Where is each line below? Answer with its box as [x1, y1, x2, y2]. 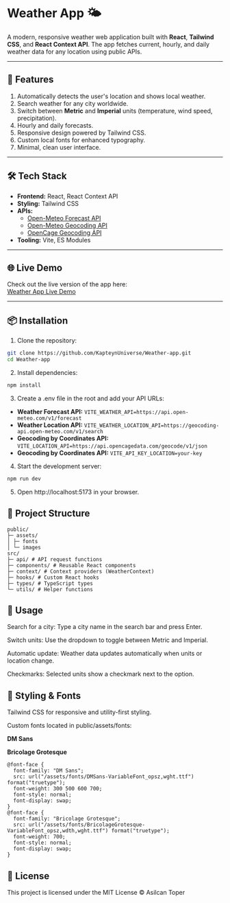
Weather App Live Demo [7, 288, 77, 296]
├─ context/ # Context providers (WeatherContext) [7, 568, 155, 575]
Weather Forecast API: [16, 407, 84, 415]
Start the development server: [16, 461, 102, 470]
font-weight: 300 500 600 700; [13, 786, 103, 792]
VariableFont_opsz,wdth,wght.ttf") [7, 827, 109, 834]
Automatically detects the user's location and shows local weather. [16, 92, 206, 100]
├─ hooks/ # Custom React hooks [7, 574, 99, 581]
